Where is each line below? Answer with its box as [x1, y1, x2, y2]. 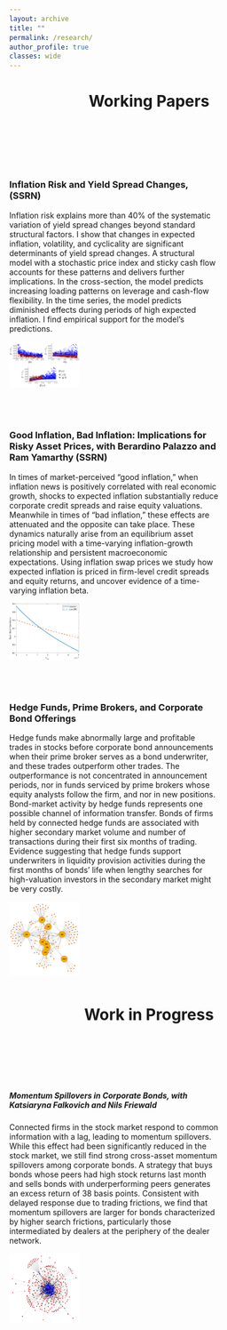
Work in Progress [83, 1005, 215, 1024]
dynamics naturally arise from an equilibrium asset [9, 528, 193, 539]
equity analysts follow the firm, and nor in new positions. [9, 789, 215, 799]
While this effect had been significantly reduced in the [9, 1141, 207, 1151]
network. [9, 1235, 43, 1246]
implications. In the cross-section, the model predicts [9, 276, 204, 286]
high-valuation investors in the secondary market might [9, 874, 212, 885]
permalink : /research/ [9, 33, 93, 42]
